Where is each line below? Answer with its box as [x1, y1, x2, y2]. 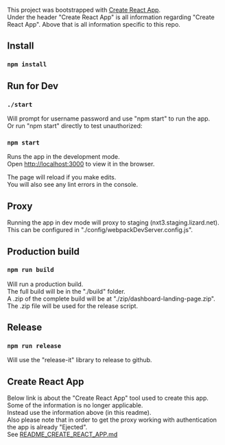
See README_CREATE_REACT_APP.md [7, 431, 118, 439]
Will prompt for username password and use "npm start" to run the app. [7, 114, 211, 123]
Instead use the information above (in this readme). [7, 409, 152, 417]
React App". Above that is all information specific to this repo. [7, 21, 180, 28]
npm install [7, 61, 47, 68]
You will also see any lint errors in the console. [7, 181, 139, 189]
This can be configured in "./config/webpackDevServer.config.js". [7, 226, 193, 234]
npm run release [7, 342, 62, 350]
